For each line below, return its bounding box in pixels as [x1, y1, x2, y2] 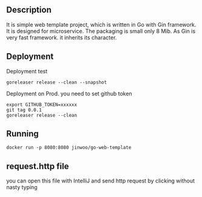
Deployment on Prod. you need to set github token [6, 90, 132, 97]
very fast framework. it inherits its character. [6, 33, 117, 41]
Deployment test [6, 67, 48, 75]
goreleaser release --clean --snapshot [6, 79, 107, 85]
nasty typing [6, 184, 38, 191]
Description [6, 5, 52, 15]
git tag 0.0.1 [6, 107, 42, 113]
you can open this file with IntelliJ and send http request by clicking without [6, 177, 195, 184]
